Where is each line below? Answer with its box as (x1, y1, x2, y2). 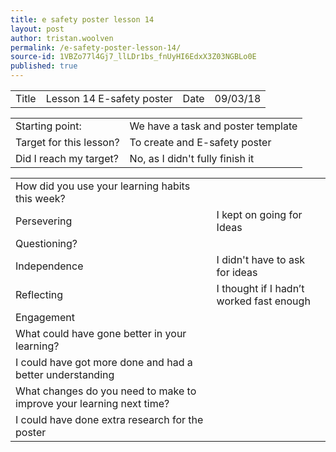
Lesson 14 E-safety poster (45, 92, 173, 105)
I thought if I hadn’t (216, 282, 305, 295)
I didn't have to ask (216, 253, 306, 266)
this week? (15, 192, 66, 205)
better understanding (15, 368, 115, 381)
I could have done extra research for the (15, 413, 204, 426)
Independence (15, 259, 84, 273)
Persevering (15, 214, 73, 228)
